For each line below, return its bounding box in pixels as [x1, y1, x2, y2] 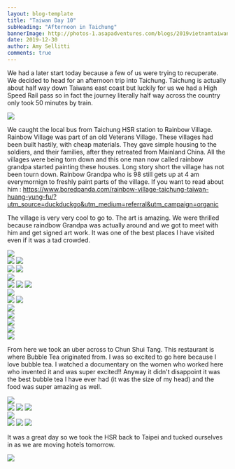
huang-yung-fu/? [7, 192, 57, 201]
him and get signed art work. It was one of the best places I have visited [7, 228, 215, 237]
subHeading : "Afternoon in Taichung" [7, 23, 117, 30]
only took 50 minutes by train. [7, 98, 93, 107]
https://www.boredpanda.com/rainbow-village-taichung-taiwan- [22, 185, 209, 193]
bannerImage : [7, 29, 45, 37]
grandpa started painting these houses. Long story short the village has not [7, 162, 225, 171]
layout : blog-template [7, 10, 73, 18]
